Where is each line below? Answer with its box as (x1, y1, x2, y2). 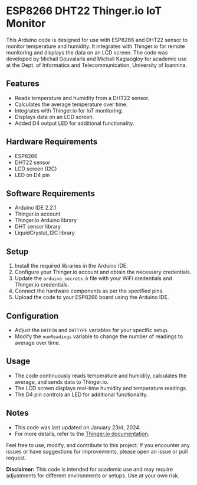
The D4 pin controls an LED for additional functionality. (14, 391, 149, 398)
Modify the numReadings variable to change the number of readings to (14, 333, 183, 340)
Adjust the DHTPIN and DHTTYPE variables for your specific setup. (14, 327, 169, 333)
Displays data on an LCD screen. (14, 113, 94, 120)
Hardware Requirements (6, 137, 98, 147)
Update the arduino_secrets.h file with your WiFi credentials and (14, 275, 172, 282)
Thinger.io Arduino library (14, 217, 77, 224)
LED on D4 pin (14, 171, 50, 178)
